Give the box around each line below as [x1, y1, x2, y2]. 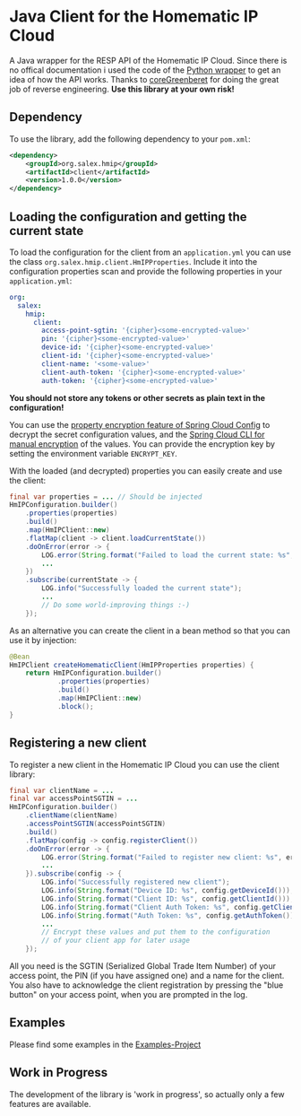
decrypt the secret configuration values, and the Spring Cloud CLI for [9, 429, 265, 440]
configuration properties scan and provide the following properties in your [9, 266, 282, 276]
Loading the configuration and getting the [9, 209, 248, 224]
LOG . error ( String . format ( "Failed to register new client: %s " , [41, 852, 282, 862]
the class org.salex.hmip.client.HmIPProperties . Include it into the [9, 256, 258, 266]
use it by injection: [9, 634, 77, 645]
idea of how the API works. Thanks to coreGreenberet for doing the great [9, 74, 279, 84]
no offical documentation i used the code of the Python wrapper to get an [9, 65, 281, 75]
